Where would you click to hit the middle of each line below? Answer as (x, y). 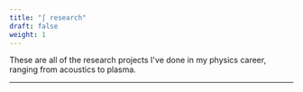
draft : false (34, 26)
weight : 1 (28, 34)
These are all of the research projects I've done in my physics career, (138, 60)
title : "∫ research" (48, 18)
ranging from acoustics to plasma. (73, 69)
